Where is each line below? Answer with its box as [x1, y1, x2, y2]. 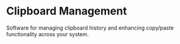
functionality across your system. [6, 30, 89, 37]
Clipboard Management [6, 4, 128, 18]
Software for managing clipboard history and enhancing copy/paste [6, 24, 174, 31]
